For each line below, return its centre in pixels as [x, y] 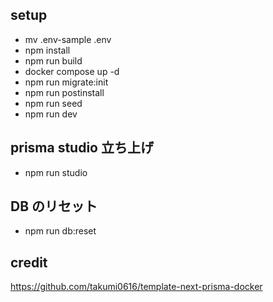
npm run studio [56, 172]
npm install [47, 50]
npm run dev [51, 114]
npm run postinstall [64, 92]
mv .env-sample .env [68, 39]
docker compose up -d [72, 71]
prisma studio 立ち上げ [82, 148]
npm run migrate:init [66, 82]
